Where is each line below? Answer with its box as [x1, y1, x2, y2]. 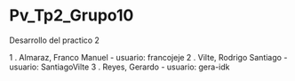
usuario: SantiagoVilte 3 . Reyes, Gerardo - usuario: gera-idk [9, 61, 230, 72]
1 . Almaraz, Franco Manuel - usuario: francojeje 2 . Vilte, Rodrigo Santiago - [9, 52, 288, 62]
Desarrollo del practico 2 [9, 35, 100, 45]
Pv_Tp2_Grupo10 [9, 5, 134, 26]
